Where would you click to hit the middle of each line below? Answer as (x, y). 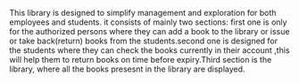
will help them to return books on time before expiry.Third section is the (141, 60)
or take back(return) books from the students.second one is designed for (144, 41)
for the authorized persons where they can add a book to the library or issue (149, 31)
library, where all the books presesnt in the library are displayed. (127, 69)
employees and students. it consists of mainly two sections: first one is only (148, 22)
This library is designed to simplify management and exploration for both (143, 13)
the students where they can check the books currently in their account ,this (149, 50)
